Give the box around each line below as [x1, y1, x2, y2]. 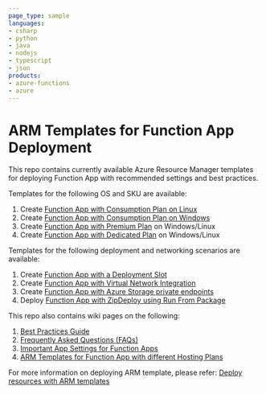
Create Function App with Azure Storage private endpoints [19, 287, 215, 297]
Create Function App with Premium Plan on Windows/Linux [19, 222, 215, 232]
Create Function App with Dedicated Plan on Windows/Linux [19, 230, 220, 240]
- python [8, 34, 38, 43]
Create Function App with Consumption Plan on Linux [19, 204, 198, 214]
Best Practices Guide [19, 326, 90, 336]
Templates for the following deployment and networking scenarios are [8, 246, 241, 256]
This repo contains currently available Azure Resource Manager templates [8, 165, 254, 174]
